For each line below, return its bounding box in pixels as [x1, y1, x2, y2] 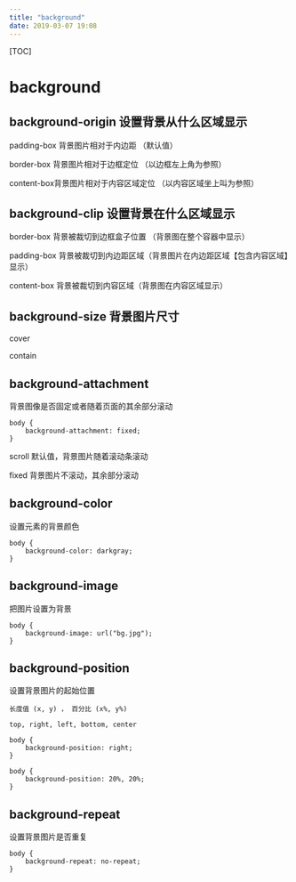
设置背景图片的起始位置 [9, 685, 95, 696]
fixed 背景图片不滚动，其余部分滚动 [9, 469, 140, 481]
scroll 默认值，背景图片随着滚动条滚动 [9, 450, 148, 461]
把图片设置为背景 [9, 603, 72, 614]
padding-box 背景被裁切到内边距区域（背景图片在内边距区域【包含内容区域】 [9, 250, 289, 261]
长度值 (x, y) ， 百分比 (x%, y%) [9, 705, 128, 714]
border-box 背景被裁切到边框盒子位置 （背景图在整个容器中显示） [9, 231, 251, 242]
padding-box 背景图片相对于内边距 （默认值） [9, 140, 178, 150]
